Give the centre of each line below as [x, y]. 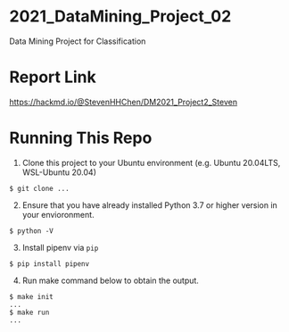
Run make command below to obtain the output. [110, 280]
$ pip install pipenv [50, 264]
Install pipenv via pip [60, 247]
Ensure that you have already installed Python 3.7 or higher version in [150, 205]
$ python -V [31, 231]
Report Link [53, 77]
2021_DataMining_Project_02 [120, 17]
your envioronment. [58, 214]
